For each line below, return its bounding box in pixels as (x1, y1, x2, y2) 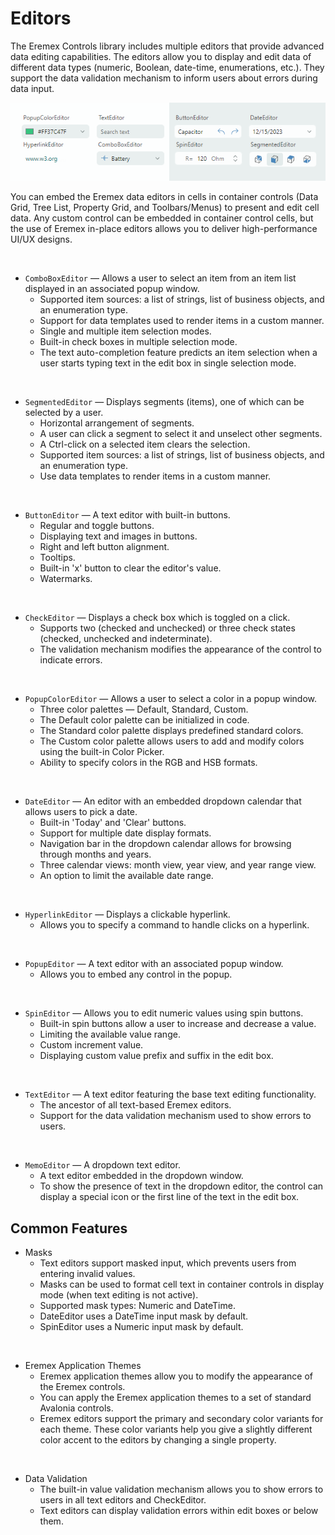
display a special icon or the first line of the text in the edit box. (39, 1191, 300, 1203)
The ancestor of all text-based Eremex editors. (39, 1099, 232, 1111)
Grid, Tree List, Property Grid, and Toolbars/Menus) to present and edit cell (10, 202, 320, 214)
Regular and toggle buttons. (39, 520, 155, 532)
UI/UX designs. (10, 233, 73, 246)
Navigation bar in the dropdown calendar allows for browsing (39, 838, 292, 850)
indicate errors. (39, 654, 103, 666)
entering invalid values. (39, 1268, 136, 1280)
